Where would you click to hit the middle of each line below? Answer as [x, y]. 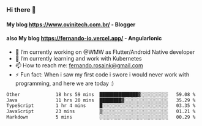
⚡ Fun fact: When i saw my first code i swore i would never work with [102, 74]
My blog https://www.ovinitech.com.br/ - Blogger [71, 24]
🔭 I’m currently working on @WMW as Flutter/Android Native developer [105, 52]
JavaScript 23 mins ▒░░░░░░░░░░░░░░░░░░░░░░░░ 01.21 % [101, 112]
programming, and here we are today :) [65, 83]
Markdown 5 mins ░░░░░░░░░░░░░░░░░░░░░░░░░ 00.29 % [101, 117]
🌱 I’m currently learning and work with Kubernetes [78, 58]
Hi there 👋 [21, 10]
